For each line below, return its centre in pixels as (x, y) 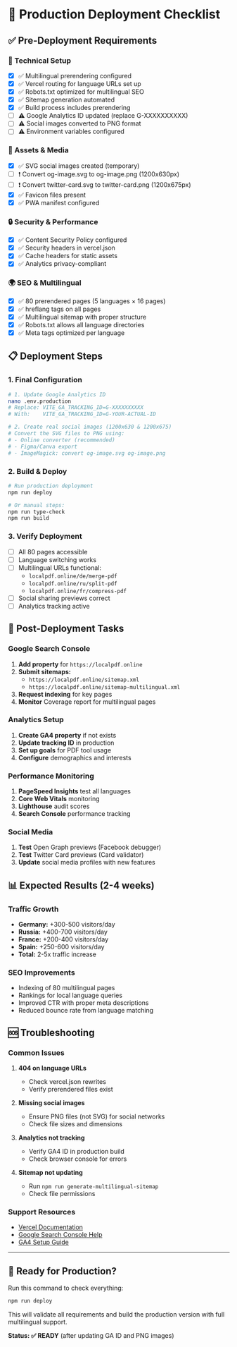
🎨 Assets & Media (38, 150)
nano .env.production (40, 401)
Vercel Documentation (51, 1227)
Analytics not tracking (51, 1138)
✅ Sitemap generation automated (66, 100)
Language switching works (57, 559)
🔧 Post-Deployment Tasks (66, 629)
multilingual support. (38, 1322)
